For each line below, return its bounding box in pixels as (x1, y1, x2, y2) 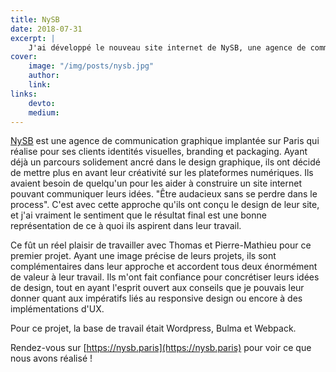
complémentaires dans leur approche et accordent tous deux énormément (10, 261, 318, 273)
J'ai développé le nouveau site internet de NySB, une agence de (28, 42, 307, 53)
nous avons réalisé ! (10, 352, 93, 365)
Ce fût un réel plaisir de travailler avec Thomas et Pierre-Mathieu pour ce (10, 239, 312, 251)
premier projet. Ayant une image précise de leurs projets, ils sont (10, 250, 277, 262)
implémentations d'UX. (10, 303, 105, 315)
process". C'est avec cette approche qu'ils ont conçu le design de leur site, (10, 199, 320, 211)
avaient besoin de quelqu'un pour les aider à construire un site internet (10, 177, 303, 190)
